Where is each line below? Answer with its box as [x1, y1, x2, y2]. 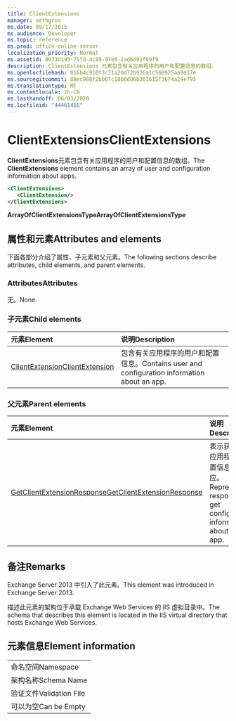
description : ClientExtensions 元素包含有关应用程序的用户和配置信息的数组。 [7, 63, 217, 70]
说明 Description [120, 334, 176, 344]
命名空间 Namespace [11, 662, 79, 672]
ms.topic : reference [7, 37, 68, 44]
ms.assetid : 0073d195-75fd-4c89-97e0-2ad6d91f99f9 [7, 56, 159, 63]
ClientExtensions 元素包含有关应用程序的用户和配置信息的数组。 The [7, 156, 205, 164]
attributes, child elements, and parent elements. [7, 261, 145, 269]
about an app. [120, 377, 166, 387]
